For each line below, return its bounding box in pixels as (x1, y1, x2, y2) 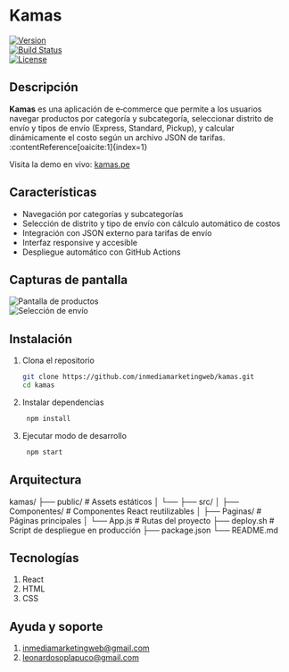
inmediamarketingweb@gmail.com (21, 643, 150, 653)
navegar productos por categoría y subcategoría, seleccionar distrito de (9, 113, 274, 123)
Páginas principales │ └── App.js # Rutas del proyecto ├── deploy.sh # (9, 515, 275, 525)
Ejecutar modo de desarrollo (21, 430, 128, 441)
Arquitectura (9, 473, 82, 488)
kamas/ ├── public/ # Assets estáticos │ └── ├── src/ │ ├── (9, 496, 239, 507)
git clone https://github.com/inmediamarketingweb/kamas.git (21, 373, 255, 382)
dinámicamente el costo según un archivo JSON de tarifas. (9, 131, 226, 143)
